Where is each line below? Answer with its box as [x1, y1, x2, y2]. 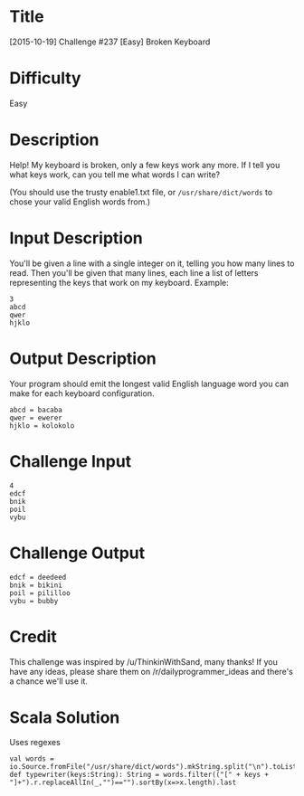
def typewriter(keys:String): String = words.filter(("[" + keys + [9, 771, 270, 780]
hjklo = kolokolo [9, 421, 75, 431]
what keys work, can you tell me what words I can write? [9, 169, 220, 180]
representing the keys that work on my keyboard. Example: [9, 277, 229, 288]
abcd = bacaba [9, 405, 63, 414]
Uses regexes [9, 737, 61, 748]
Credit [9, 626, 57, 647]
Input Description [9, 228, 143, 248]
